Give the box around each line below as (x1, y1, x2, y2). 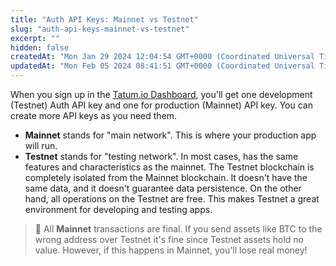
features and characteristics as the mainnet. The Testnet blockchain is (24, 161, 315, 173)
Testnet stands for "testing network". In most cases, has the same (24, 151, 299, 162)
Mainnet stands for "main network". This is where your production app (24, 129, 317, 141)
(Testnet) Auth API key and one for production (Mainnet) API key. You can (10, 99, 313, 111)
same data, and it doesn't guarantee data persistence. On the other (24, 182, 302, 194)
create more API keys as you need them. (10, 110, 178, 121)
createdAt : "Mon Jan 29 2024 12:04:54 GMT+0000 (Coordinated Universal (10, 52, 315, 62)
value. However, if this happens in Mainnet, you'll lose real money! (34, 244, 308, 256)
